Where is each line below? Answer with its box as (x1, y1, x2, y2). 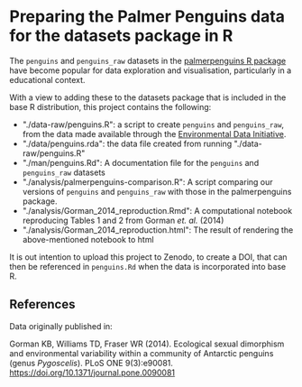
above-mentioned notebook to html (22, 234, 155, 244)
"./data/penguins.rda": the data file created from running (22, 138, 233, 149)
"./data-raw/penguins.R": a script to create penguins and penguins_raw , (22, 119, 285, 130)
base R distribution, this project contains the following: (9, 101, 212, 112)
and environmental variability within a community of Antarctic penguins (9, 347, 274, 358)
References (9, 297, 76, 312)
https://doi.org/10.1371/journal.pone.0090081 (9, 367, 176, 378)
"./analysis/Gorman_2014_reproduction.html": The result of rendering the (22, 224, 294, 235)
